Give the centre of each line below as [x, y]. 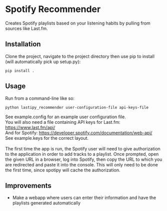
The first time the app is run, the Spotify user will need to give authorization [83, 148]
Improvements [28, 186]
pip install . [20, 71]
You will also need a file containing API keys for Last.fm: [63, 122]
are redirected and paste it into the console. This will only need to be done [82, 164]
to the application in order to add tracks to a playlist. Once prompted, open [82, 154]
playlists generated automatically [46, 203]
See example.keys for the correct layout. [47, 138]
